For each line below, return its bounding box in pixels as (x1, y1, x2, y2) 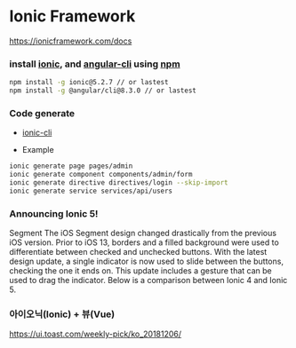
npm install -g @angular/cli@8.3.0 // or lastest (9, 86, 197, 95)
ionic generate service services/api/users (9, 186, 173, 195)
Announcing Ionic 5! (9, 207, 99, 219)
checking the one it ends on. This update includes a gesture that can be (9, 265, 273, 276)
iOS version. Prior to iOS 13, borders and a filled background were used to (9, 237, 280, 248)
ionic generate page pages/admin (9, 162, 133, 170)
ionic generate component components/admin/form (9, 170, 193, 179)
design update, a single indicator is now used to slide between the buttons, (9, 256, 284, 267)
